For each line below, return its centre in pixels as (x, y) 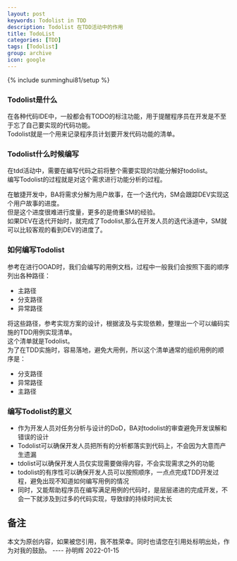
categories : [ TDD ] (34, 40)
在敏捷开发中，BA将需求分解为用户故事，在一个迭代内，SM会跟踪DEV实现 (115, 194)
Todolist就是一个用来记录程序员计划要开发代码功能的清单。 (93, 134)
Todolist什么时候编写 (43, 154)
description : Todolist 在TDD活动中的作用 (65, 27)
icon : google (26, 60)
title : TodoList (31, 34)
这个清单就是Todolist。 (41, 341)
